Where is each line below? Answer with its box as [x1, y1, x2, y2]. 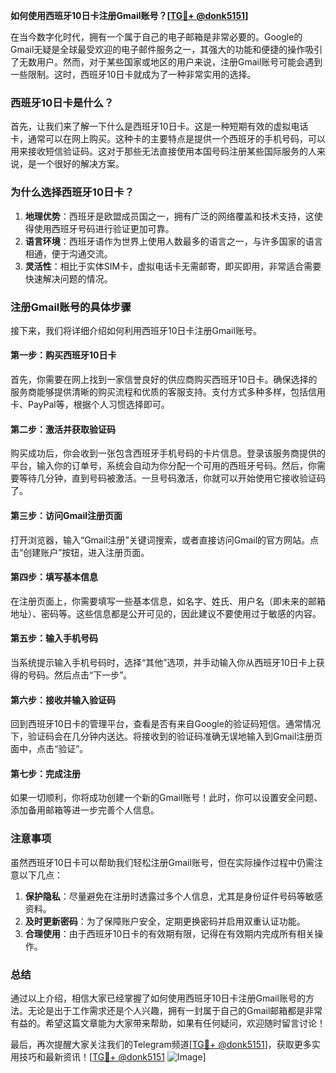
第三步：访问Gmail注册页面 [10, 509, 123, 521]
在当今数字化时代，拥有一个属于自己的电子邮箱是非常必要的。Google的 [10, 31, 303, 43]
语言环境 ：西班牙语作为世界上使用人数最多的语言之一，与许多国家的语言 [24, 235, 323, 247]
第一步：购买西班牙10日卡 [10, 349, 117, 361]
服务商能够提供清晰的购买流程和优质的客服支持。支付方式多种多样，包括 [10, 386, 308, 398]
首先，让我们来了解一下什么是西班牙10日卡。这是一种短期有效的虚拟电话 [10, 120, 309, 133]
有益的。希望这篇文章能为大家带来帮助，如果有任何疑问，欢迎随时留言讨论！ [10, 1017, 326, 1029]
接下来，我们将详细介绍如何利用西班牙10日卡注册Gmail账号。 [10, 324, 262, 336]
